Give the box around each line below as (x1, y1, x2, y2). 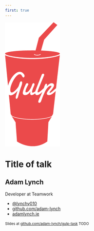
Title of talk (5, 159, 52, 169)
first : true (5, 8, 29, 13)
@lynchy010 (12, 200, 38, 206)
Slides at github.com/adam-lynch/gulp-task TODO (5, 221, 89, 226)
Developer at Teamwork (5, 191, 53, 197)
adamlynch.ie (12, 210, 39, 217)
